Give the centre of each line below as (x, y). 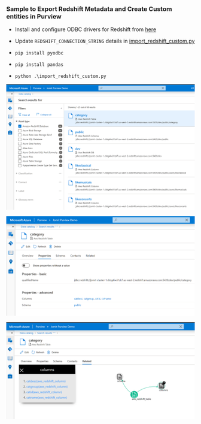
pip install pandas (39, 65)
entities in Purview (34, 16)
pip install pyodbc (39, 53)
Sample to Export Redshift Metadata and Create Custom (89, 9)
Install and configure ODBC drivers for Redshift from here (86, 29)
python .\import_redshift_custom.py (60, 77)
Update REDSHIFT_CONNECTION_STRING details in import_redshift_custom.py (105, 41)
